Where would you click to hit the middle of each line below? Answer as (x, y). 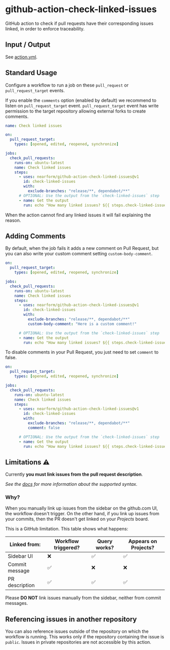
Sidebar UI (20, 556)
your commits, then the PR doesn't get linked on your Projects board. (77, 519)
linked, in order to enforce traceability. (45, 28)
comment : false (44, 428)
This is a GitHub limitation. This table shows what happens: (67, 529)
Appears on (143, 542)
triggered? (67, 548)
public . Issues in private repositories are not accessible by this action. (78, 642)
